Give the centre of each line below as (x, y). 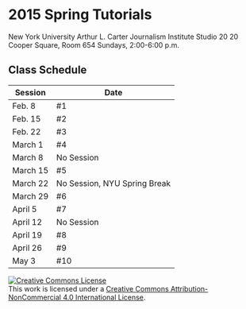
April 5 (25, 209)
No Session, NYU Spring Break (113, 183)
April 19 (27, 234)
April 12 (27, 222)
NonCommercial (35, 297)
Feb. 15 (27, 118)
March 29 (31, 196)
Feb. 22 (27, 131)
